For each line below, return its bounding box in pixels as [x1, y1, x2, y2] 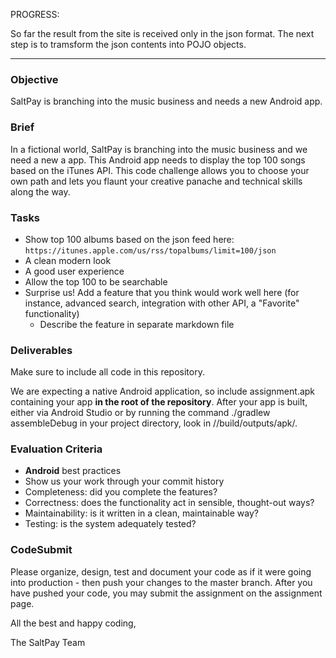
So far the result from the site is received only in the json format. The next [10, 28, 315, 39]
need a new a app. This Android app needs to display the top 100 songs [10, 154, 306, 166]
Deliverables [10, 343, 73, 357]
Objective [10, 72, 59, 86]
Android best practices [24, 465, 122, 477]
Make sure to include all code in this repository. [10, 366, 205, 378]
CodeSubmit [10, 543, 73, 557]
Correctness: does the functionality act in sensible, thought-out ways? [24, 497, 315, 509]
